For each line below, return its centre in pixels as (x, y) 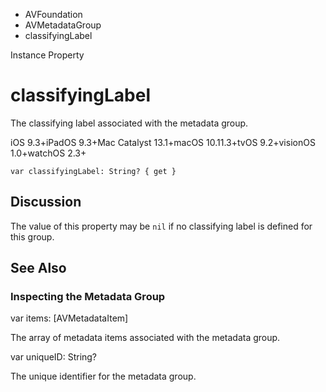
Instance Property (47, 55)
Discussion (46, 202)
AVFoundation (53, 14)
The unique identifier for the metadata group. (103, 376)
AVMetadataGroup (63, 25)
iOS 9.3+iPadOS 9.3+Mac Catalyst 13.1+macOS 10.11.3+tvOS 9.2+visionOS (163, 142)
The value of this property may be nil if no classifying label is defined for (161, 226)
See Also (38, 268)
